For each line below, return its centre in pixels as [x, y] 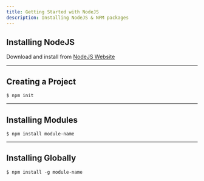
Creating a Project [41, 82]
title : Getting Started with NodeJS [53, 12]
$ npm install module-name [40, 134]
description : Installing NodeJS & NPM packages [68, 18]
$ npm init [20, 96]
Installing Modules [42, 120]
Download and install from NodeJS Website [61, 57]
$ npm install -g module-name [45, 172]
